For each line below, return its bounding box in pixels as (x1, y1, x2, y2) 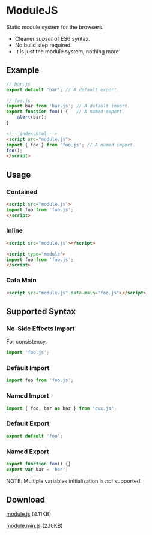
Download (6, 495, 45, 505)
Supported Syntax (6, 306, 76, 317)
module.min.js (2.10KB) (6, 522, 63, 530)
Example (6, 65, 40, 76)
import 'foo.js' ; (6, 350, 50, 356)
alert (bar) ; (17, 115, 47, 121)
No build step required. (14, 41, 72, 49)
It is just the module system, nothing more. (14, 47, 121, 55)
